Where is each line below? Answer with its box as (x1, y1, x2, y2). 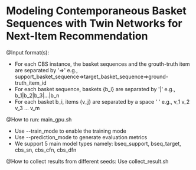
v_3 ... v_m (14, 104, 40, 111)
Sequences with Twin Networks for (6, 17, 182, 30)
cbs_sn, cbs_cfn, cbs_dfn (14, 146, 77, 153)
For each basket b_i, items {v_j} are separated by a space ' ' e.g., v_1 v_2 (14, 98, 190, 105)
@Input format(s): (6, 49, 49, 56)
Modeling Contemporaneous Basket (6, 4, 187, 18)
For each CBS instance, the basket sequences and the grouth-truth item (14, 60, 190, 68)
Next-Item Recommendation (6, 30, 149, 43)
